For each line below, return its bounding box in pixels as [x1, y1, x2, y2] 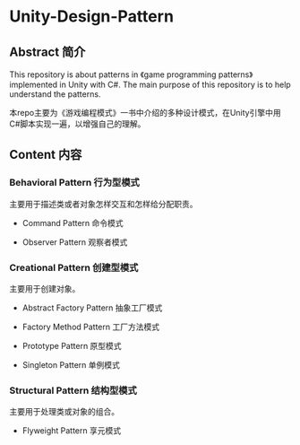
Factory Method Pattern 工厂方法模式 [21, 321, 159, 332]
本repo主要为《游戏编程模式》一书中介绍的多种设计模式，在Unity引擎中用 [9, 108, 281, 118]
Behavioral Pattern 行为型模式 [9, 177, 141, 189]
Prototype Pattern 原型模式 [21, 340, 123, 351]
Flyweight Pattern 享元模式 [21, 425, 122, 436]
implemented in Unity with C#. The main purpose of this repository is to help [9, 79, 291, 90]
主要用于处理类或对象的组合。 [9, 406, 119, 417]
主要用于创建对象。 [9, 283, 81, 293]
